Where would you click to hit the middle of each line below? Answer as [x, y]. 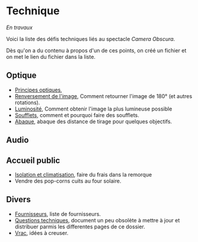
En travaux [19, 27]
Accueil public [33, 160]
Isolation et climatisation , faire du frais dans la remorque [83, 174]
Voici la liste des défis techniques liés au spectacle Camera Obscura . [91, 39]
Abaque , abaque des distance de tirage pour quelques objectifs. [93, 121]
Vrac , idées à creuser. [41, 232]
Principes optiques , [38, 90]
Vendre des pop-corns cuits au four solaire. [68, 181]
